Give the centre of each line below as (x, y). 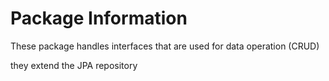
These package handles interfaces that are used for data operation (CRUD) (165, 46)
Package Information (99, 18)
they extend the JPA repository (74, 65)
